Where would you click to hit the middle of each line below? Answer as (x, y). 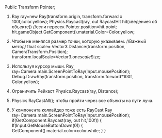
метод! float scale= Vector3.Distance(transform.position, (68, 46)
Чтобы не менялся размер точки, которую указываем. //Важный (79, 41)
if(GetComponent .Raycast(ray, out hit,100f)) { (57, 120)
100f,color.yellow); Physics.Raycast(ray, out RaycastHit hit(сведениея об (84, 22)
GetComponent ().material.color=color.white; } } (59, 130)
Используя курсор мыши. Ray (42, 66)
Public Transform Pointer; (30, 7)
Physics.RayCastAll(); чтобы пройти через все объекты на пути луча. (82, 101)
